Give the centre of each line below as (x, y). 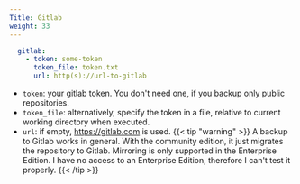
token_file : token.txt (76, 68)
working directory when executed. (86, 122)
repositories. (45, 103)
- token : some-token (64, 60)
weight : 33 (30, 26)
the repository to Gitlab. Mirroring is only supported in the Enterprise (150, 151)
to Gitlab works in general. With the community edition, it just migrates (153, 141)
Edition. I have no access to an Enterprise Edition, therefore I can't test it (156, 160)
